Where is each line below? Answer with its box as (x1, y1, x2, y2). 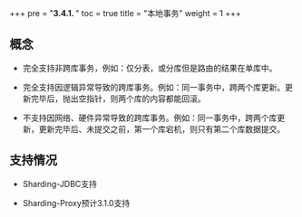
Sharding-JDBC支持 (22, 178, 98, 189)
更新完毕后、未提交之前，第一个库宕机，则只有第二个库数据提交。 (38, 123, 286, 134)
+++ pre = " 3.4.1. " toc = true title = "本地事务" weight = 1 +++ (9, 8, 242, 18)
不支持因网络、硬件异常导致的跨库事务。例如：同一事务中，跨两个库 (22, 112, 278, 123)
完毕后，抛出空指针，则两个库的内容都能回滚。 (30, 93, 206, 104)
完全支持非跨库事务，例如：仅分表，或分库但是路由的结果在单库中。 (22, 62, 278, 73)
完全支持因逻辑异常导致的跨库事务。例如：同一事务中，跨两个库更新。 (22, 81, 286, 92)
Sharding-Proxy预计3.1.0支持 (22, 197, 131, 208)
